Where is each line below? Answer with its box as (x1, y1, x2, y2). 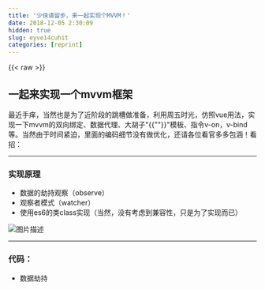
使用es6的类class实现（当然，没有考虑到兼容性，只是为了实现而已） (19, 208, 243, 217)
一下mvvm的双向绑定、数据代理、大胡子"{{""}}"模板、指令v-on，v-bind (14, 119, 248, 129)
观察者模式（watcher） (19, 198, 95, 208)
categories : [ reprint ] (8, 41, 83, 49)
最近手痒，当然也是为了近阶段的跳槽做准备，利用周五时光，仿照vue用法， (8, 110, 248, 119)
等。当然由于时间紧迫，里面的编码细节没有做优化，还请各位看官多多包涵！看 (8, 130, 257, 139)
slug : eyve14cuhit (8, 33, 69, 42)
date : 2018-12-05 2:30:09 (8, 19, 93, 27)
